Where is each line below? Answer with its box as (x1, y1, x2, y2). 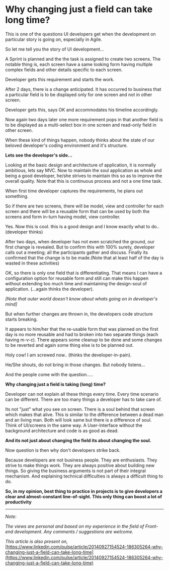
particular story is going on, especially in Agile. (5, 36, 102, 42)
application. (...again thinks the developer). (5, 286, 94, 292)
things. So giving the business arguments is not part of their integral (5, 468, 146, 474)
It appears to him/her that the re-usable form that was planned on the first (5, 326, 158, 332)
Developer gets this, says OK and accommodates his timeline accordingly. (5, 107, 159, 113)
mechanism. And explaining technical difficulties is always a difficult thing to (5, 473, 163, 479)
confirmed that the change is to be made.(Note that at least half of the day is (5, 254, 164, 261)
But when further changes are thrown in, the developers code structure (5, 310, 153, 317)
